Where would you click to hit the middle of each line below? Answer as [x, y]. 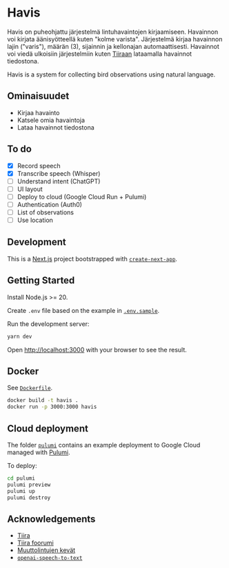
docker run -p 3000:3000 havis [52, 407]
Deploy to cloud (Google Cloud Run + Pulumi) [82, 196]
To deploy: [22, 465]
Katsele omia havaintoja [51, 120]
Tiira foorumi [35, 543]
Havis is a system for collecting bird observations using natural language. [111, 74]
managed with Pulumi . [39, 452]
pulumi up [21, 491]
